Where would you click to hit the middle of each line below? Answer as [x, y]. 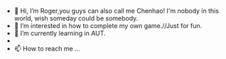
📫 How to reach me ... [47, 48]
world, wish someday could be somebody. [76, 18]
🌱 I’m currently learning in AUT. [60, 33]
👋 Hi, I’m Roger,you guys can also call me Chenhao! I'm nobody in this [116, 11]
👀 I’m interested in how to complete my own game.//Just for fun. [108, 26]
